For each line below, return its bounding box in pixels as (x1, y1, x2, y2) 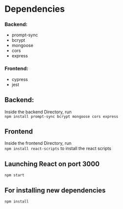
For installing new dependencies (4, 186, 106, 194)
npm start (4, 173, 25, 178)
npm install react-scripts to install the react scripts (4, 146, 112, 152)
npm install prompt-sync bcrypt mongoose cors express (4, 114, 119, 119)
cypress (11, 76, 28, 82)
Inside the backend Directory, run (4, 109, 72, 115)
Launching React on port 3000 (4, 159, 100, 168)
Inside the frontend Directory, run (4, 140, 72, 146)
